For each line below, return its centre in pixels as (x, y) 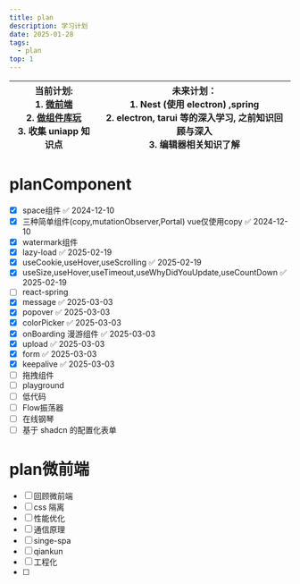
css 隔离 (49, 507)
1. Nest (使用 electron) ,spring (194, 104)
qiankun (49, 552)
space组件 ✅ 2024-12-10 (68, 210)
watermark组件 (50, 242)
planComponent (71, 185)
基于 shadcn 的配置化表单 (70, 430)
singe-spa (52, 541)
